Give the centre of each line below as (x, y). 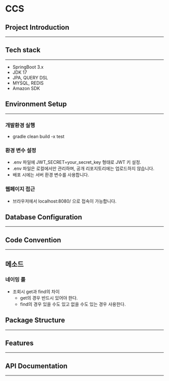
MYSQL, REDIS (28, 83)
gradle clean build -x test (38, 136)
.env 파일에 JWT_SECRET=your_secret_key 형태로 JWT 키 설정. (77, 162)
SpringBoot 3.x (28, 67)
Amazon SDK (26, 88)
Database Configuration (44, 217)
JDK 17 (20, 72)
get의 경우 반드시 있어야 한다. (49, 298)
